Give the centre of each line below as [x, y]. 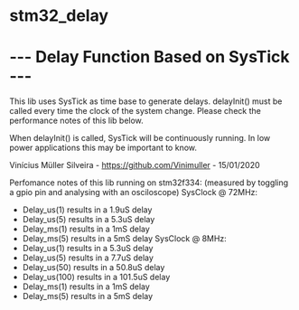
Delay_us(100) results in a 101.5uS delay [96, 277]
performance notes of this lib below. [77, 121]
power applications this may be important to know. [103, 148]
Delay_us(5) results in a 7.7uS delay [88, 258]
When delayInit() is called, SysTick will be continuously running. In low [140, 138]
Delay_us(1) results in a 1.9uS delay [87, 210]
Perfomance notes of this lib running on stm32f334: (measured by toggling [149, 183]
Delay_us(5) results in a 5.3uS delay [89, 220]
